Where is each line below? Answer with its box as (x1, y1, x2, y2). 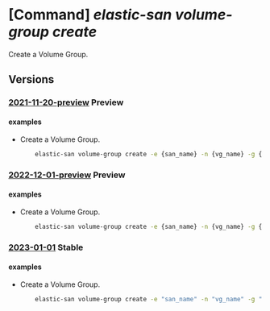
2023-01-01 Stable (8, 242, 84, 253)
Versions (8, 73, 55, 86)
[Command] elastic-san (8, 6, 172, 24)
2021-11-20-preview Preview (8, 97, 124, 108)
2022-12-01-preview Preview (8, 169, 126, 180)
